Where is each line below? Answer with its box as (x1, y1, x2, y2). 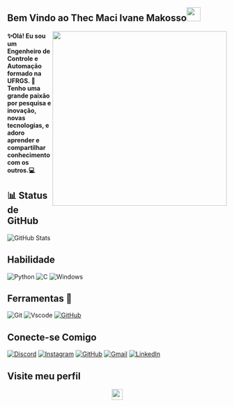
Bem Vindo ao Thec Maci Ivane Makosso (7, 12, 187, 24)
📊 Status (7, 190, 48, 202)
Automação (7, 61, 42, 70)
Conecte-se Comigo (7, 331, 97, 343)
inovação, (7, 106, 37, 114)
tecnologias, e (7, 121, 49, 129)
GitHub (7, 215, 39, 227)
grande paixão (7, 91, 50, 100)
